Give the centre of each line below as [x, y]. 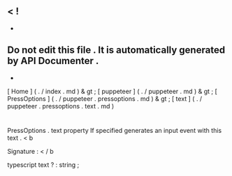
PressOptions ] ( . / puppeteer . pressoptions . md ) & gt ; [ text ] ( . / [105, 98]
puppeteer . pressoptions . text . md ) [61, 106]
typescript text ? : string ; [43, 165]
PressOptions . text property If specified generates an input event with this [115, 130]
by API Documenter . [53, 61]
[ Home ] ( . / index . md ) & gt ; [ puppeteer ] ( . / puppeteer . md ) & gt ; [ [113, 91]
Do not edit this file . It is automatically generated [116, 50]
